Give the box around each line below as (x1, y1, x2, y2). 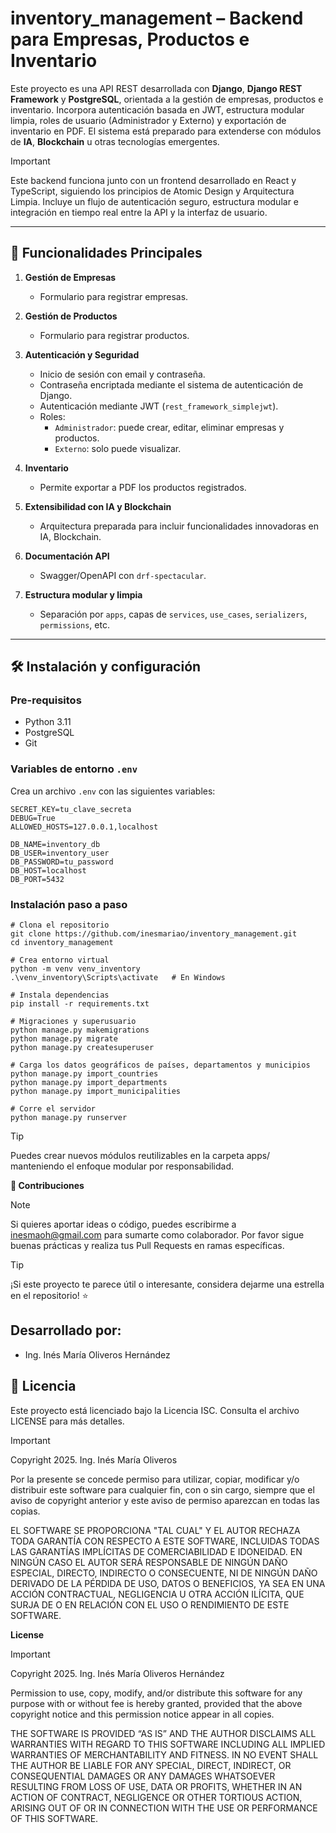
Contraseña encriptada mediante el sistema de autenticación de (39, 378, 304, 391)
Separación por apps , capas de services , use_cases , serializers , (39, 608, 308, 620)
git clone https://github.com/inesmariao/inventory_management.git (10, 929, 298, 939)
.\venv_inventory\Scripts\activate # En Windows (10, 973, 226, 983)
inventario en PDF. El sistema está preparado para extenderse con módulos (10, 125, 322, 137)
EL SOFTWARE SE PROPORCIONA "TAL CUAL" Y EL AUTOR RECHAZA (10, 1524, 301, 1536)
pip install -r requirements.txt (10, 999, 150, 1009)
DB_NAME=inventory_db (10, 839, 101, 849)
